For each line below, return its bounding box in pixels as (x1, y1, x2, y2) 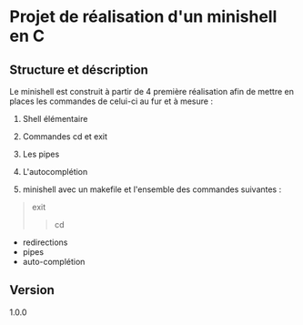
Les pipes (22, 148, 60, 159)
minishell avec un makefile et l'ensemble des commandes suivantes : (22, 184, 282, 195)
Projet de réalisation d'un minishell (9, 6, 278, 27)
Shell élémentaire (22, 114, 88, 124)
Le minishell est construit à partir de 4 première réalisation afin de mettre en (9, 86, 294, 96)
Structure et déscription (9, 62, 148, 77)
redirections (22, 237, 68, 248)
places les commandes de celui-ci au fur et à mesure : (9, 96, 214, 107)
